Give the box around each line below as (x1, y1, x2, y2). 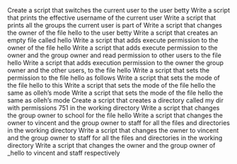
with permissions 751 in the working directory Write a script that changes (7, 104, 220, 112)
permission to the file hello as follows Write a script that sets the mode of (7, 74, 221, 82)
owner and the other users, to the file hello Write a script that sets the (7, 66, 210, 74)
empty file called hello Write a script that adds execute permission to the (7, 36, 219, 45)
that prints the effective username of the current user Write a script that (7, 13, 216, 22)
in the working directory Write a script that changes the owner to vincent (7, 127, 219, 134)
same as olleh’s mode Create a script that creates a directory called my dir (7, 96, 224, 105)
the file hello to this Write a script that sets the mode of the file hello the (7, 81, 216, 89)
